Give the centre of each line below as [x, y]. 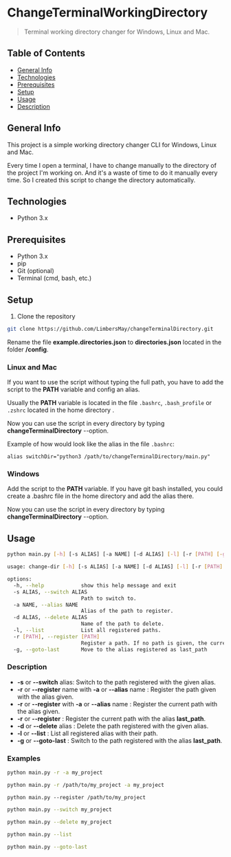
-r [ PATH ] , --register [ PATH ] [56, 637]
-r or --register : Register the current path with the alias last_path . [111, 718]
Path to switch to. [109, 598]
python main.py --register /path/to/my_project [77, 797]
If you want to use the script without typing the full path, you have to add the [115, 382]
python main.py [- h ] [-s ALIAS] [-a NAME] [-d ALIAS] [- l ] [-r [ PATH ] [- [115, 554]
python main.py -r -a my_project [55, 773]
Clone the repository [46, 316]
